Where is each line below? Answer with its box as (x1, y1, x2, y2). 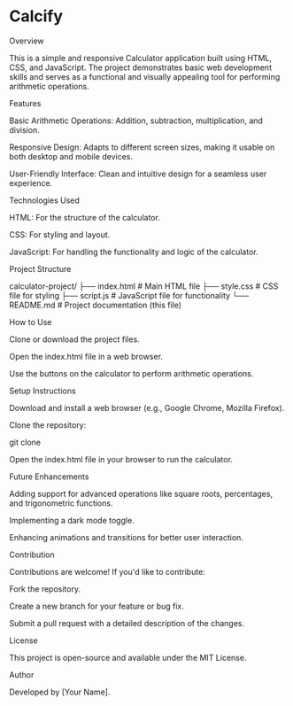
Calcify (9, 6, 64, 27)
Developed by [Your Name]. (9, 687, 111, 697)
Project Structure (9, 263, 72, 274)
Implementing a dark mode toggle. (9, 515, 135, 525)
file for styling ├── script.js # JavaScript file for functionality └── (9, 290, 250, 300)
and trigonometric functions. (9, 498, 113, 508)
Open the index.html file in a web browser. (9, 351, 164, 361)
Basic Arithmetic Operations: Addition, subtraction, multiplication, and (9, 115, 264, 126)
